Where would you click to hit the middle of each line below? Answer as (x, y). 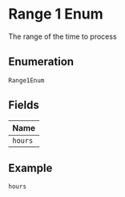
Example (30, 168)
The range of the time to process (63, 36)
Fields (24, 105)
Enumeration (41, 62)
